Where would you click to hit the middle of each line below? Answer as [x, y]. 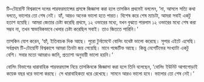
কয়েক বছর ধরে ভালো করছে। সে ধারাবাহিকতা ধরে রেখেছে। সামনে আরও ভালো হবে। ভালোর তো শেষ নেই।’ [100, 74]
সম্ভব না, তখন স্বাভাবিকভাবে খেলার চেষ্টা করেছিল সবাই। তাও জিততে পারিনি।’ [72, 29]
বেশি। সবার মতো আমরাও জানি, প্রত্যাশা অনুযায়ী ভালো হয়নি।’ [60, 55]
